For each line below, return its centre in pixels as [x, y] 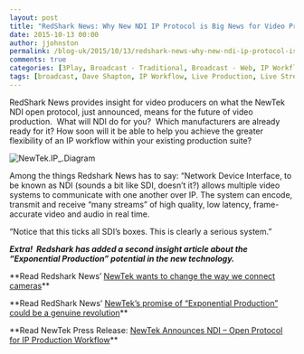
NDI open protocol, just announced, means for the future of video [131, 112]
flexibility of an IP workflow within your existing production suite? [131, 140]
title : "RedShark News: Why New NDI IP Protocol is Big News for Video [147, 26]
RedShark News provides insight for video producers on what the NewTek [147, 102]
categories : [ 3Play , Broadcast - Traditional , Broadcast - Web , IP [139, 69]
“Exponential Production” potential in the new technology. [122, 258]
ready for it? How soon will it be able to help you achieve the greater [137, 131]
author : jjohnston [44, 43]
